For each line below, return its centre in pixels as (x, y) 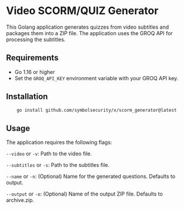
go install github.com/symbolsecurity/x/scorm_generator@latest (97, 110)
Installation (27, 97)
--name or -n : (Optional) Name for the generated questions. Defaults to (91, 176)
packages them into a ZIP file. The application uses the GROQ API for (89, 33)
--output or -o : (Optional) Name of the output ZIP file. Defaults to (84, 194)
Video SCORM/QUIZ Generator (82, 11)
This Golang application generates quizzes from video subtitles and (88, 27)
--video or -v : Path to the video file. (49, 154)
